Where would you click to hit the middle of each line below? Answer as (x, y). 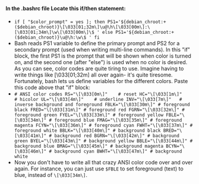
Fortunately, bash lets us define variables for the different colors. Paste (101, 81)
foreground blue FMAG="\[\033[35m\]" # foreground (118, 120)
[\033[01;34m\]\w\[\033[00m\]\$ (54, 33)
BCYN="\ (175, 146)
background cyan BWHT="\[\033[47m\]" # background (118, 151)
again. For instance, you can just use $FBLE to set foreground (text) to (99, 169)
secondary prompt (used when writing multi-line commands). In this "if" (102, 50)
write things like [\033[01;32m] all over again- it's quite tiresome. (93, 75)
